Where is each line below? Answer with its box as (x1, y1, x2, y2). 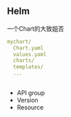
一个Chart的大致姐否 (7, 24, 64, 33)
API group (16, 89, 45, 97)
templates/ (13, 64, 44, 70)
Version (16, 96, 39, 105)
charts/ (13, 57, 35, 64)
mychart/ (7, 38, 32, 45)
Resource (16, 103, 44, 112)
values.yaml (13, 51, 47, 57)
